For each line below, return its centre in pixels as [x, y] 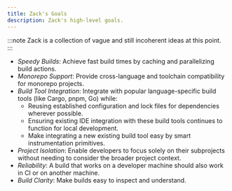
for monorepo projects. [51, 83]
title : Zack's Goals [37, 14]
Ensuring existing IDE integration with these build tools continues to [125, 120]
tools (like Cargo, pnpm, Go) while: [67, 98]
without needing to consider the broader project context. [99, 157]
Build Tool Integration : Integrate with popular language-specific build [117, 91]
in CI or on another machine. [59, 173]
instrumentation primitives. [66, 143]
